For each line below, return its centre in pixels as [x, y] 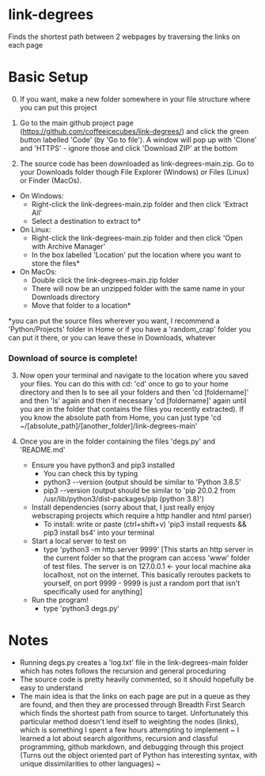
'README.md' [42, 450]
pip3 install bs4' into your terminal [99, 532]
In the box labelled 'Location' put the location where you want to [136, 255]
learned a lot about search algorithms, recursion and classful [119, 739]
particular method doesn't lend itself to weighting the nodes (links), [129, 722]
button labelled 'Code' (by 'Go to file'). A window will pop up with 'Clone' [138, 140]
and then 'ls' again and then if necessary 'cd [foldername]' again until [133, 401]
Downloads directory [66, 297]
